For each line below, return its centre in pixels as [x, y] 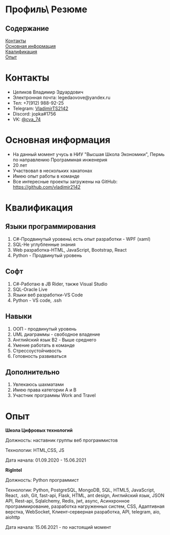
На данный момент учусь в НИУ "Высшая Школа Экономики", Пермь [89, 154]
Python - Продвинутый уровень [47, 255]
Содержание [27, 28]
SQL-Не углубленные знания [44, 244]
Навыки [19, 317]
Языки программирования [51, 227]
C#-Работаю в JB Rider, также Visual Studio [60, 284]
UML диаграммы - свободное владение [56, 334]
